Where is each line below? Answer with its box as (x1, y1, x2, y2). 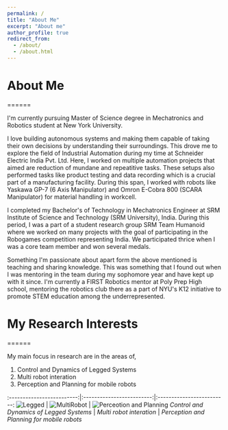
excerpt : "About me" (7, 23, 66, 29)
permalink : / (7, 10, 45, 17)
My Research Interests (7, 316, 138, 331)
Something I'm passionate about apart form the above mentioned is (7, 255, 197, 264)
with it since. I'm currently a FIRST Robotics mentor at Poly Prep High (7, 277, 203, 285)
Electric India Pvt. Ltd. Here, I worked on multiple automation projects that (7, 156, 215, 165)
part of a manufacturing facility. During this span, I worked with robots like (7, 178, 216, 186)
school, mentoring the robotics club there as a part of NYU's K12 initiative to (7, 285, 221, 293)
